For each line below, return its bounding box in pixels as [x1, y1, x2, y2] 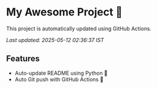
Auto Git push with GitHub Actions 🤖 [14, 75, 104, 82]
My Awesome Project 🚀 [6, 5, 123, 19]
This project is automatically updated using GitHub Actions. [6, 25, 152, 32]
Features [6, 53, 40, 64]
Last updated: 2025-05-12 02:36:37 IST [6, 36, 104, 43]
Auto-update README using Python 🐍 [14, 69, 108, 77]
